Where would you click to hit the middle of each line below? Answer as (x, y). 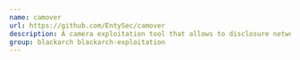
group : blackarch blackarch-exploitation (87, 42)
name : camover (36, 17)
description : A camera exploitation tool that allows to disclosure (139, 34)
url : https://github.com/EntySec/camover (87, 26)
